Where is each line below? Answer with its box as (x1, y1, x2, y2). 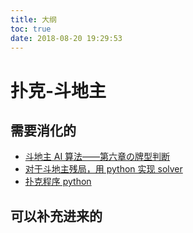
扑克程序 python (24, 176, 92, 188)
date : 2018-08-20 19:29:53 (10, 33, 123, 43)
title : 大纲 (10, 14, 57, 25)
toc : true (10, 24, 52, 34)
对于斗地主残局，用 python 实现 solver (24, 163, 183, 175)
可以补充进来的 (10, 207, 103, 225)
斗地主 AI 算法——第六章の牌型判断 (24, 151, 171, 163)
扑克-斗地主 (10, 79, 107, 102)
